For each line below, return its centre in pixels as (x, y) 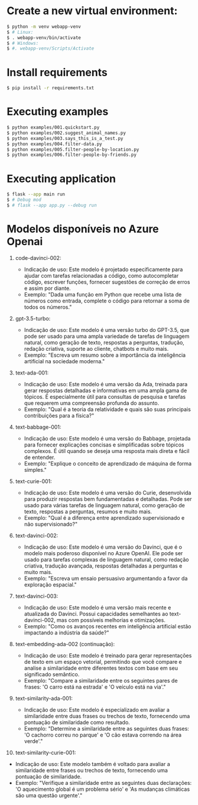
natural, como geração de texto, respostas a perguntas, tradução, (104, 342)
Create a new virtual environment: (92, 11)
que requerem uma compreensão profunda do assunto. (92, 403)
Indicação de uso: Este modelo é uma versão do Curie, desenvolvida (108, 493)
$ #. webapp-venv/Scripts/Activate (51, 48)
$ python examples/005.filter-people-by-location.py (73, 149)
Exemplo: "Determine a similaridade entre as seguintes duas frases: (107, 728)
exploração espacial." (51, 584)
